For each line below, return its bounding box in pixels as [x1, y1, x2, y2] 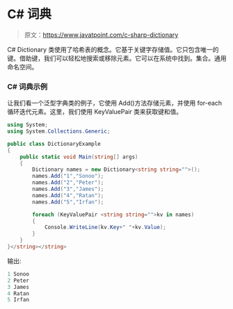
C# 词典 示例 [7, 81, 48, 91]
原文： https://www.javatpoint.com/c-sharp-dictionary [24, 31, 179, 39]
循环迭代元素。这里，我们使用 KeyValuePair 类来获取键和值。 [7, 108, 183, 116]
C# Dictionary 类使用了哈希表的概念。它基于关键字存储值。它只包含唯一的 [7, 45, 219, 53]
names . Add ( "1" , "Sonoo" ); [32, 173, 104, 180]
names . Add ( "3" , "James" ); [32, 185, 104, 193]
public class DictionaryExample [7, 140, 101, 147]
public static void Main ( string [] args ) [19, 153, 138, 160]
